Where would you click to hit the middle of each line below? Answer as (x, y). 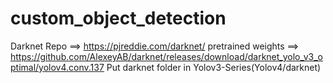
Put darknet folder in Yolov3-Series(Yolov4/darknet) (214, 67)
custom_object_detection (118, 18)
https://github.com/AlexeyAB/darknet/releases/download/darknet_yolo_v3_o (166, 56)
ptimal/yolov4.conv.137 (57, 67)
